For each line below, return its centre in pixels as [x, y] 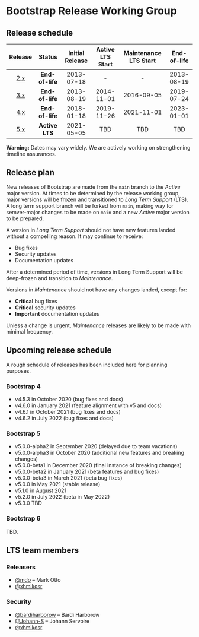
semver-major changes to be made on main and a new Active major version [98, 212]
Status [48, 57]
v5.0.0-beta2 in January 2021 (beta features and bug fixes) [87, 472]
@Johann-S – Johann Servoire [52, 621]
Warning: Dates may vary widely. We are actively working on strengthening [98, 148]
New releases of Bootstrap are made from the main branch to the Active [93, 187]
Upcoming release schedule [59, 351]
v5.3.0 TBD [28, 503]
